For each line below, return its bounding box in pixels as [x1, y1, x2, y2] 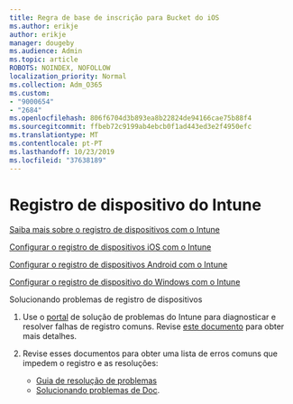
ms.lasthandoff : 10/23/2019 [9, 147, 115, 156]
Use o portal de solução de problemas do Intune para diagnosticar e [22, 312, 277, 323]
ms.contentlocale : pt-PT [9, 139, 103, 148]
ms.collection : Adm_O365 [9, 80, 103, 89]
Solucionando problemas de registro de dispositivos [9, 294, 203, 305]
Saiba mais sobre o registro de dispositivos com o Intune [9, 225, 221, 235]
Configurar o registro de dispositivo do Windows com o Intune [9, 277, 241, 288]
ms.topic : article [9, 55, 78, 64]
